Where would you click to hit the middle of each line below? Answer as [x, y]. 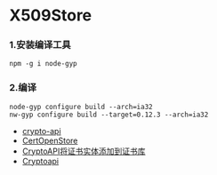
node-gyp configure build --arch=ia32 [81, 107]
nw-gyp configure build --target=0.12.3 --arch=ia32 [109, 115]
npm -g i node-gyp [43, 64]
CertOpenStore [50, 140]
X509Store [51, 16]
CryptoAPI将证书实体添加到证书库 [84, 151]
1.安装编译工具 [40, 45]
